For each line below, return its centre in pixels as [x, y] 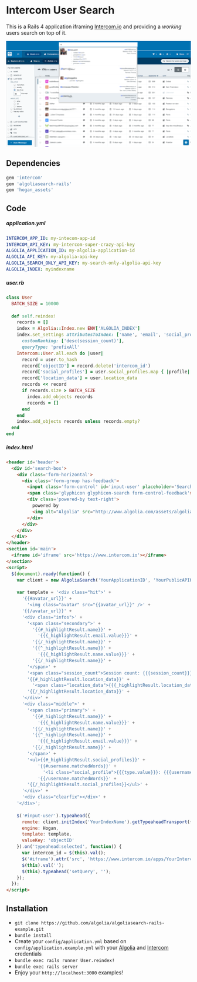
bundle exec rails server [46, 967]
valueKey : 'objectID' [48, 841]
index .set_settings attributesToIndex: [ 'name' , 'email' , [89, 335]
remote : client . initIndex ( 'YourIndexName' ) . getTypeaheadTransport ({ [107, 822]
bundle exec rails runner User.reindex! [64, 961]
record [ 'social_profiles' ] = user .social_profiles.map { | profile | [106, 372]
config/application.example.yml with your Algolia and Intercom [91, 948]
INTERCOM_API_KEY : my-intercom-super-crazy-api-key [70, 245]
